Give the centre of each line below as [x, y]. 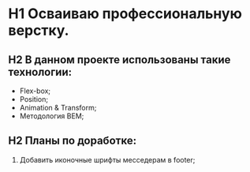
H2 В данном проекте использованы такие [119, 60]
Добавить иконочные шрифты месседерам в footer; [107, 159]
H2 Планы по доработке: [72, 141]
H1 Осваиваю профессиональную [125, 14]
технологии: [40, 72]
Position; [34, 99]
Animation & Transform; [58, 108]
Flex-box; [35, 91]
